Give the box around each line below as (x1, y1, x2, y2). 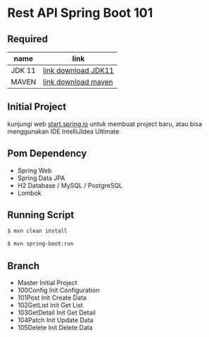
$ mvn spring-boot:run (7, 241, 74, 248)
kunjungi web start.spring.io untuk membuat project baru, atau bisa (7, 120, 203, 128)
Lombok (17, 189, 42, 197)
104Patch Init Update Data (17, 316, 94, 324)
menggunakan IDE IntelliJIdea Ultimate (7, 127, 120, 135)
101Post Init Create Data (17, 293, 87, 302)
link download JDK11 (43, 65, 114, 75)
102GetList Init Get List (17, 301, 83, 309)
